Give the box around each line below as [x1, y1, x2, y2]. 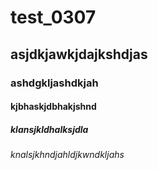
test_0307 [10, 6, 97, 29]
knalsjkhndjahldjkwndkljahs [10, 149, 125, 161]
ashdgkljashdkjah [10, 76, 99, 90]
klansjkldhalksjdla [10, 123, 89, 135]
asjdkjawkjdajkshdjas [10, 46, 148, 63]
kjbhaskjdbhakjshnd [10, 101, 97, 113]
